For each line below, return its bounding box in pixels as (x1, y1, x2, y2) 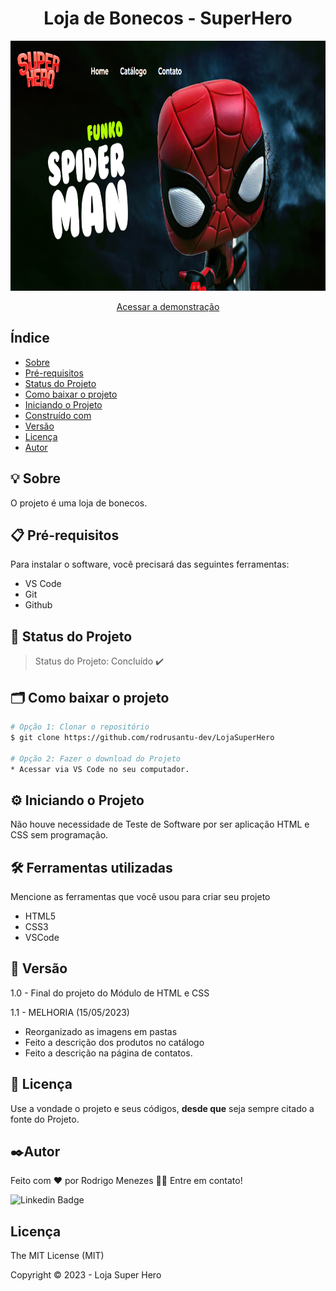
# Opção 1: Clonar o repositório (10, 722, 150, 732)
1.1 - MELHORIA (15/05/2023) (10, 1006, 130, 1018)
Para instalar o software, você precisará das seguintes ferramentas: (10, 558, 290, 571)
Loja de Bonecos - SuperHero (43, 7, 293, 30)
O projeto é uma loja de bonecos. (10, 497, 148, 509)
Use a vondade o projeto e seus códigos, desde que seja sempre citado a (10, 1102, 315, 1114)
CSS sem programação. (10, 829, 109, 841)
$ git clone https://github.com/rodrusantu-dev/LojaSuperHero (10, 732, 275, 742)
